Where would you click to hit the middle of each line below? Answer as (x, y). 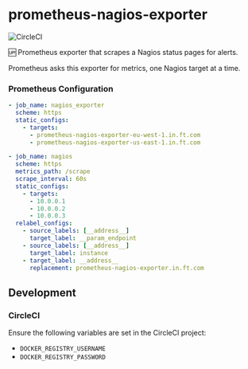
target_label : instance (69, 253)
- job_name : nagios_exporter (56, 105)
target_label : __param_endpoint (83, 238)
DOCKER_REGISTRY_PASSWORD (62, 357)
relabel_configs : (44, 224)
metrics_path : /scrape (53, 172)
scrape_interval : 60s (51, 179)
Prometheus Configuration (61, 88)
